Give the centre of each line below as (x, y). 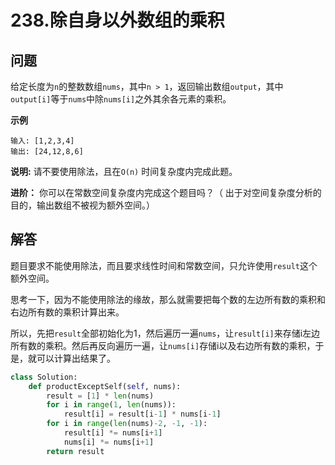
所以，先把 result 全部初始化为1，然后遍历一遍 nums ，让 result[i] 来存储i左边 (165, 333)
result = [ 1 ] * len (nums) (100, 396)
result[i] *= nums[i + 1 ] (113, 433)
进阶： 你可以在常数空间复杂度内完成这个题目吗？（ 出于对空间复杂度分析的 (166, 192)
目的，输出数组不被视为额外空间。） (82, 205)
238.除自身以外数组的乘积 (117, 20)
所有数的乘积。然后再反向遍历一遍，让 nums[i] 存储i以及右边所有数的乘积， (163, 345)
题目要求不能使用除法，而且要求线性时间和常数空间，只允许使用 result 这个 (164, 265)
